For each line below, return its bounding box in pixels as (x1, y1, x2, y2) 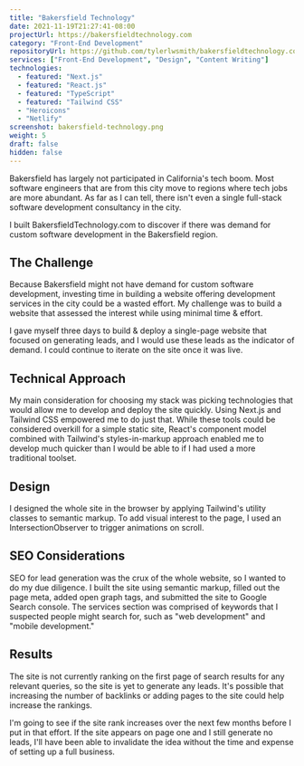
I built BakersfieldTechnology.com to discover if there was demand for (9, 219, 271, 230)
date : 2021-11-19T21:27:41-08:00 (9, 22, 136, 31)
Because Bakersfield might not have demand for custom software (9, 279, 254, 290)
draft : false (9, 139, 59, 148)
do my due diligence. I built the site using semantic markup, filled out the (9, 581, 280, 593)
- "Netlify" (17, 114, 63, 123)
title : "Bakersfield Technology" (9, 13, 136, 23)
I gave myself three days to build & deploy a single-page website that (9, 325, 267, 336)
